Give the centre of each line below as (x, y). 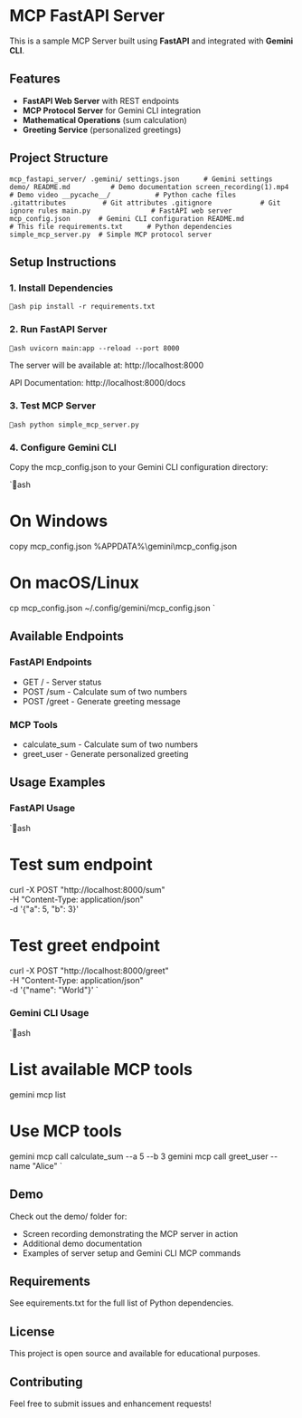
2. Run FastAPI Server (58, 330)
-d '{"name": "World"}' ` (54, 990)
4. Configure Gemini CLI (63, 447)
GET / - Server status (62, 682)
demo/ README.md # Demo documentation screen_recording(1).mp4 (149, 187)
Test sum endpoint (81, 864)
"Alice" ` (47, 1165)
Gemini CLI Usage (49, 1013)
